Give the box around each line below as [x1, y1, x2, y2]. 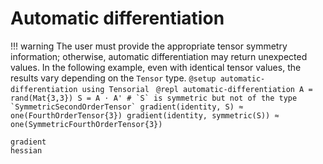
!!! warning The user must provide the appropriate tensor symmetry [10, 40, 288, 52]
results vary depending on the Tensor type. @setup [10, 72, 217, 84]
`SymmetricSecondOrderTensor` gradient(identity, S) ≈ [10, 102, 244, 112]
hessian [10, 145, 43, 156]
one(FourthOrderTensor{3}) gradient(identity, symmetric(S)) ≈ [10, 110, 280, 121]
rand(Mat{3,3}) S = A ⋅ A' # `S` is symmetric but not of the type [10, 93, 298, 103]
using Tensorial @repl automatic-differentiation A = [81, 84, 313, 94]
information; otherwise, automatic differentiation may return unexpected [10, 50, 308, 62]
